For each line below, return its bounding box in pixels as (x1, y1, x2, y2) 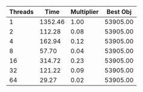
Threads (9, 8, 34, 16)
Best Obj (106, 8, 132, 16)
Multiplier (70, 8, 99, 16)
